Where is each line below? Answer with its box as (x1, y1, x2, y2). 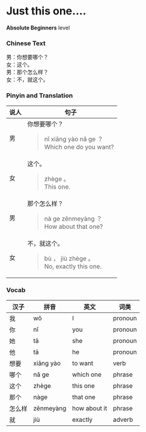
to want (71, 359, 94, 367)
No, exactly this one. (44, 262, 102, 270)
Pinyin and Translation (6, 91, 73, 100)
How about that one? (44, 222, 103, 231)
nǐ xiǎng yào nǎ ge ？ (44, 135, 103, 143)
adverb (113, 415, 133, 424)
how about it (71, 404, 108, 412)
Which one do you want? (44, 142, 114, 151)
